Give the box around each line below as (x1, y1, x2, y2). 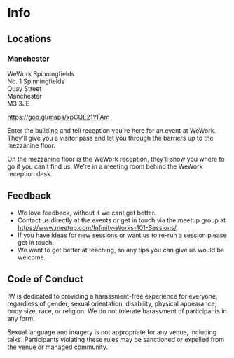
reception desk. (7, 169, 53, 178)
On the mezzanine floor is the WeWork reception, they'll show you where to (7, 155, 226, 163)
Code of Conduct (7, 273, 84, 285)
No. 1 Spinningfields (7, 77, 65, 85)
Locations (7, 33, 52, 45)
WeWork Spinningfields (7, 69, 75, 78)
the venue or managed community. (7, 343, 109, 351)
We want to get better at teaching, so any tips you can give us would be (17, 245, 225, 254)
